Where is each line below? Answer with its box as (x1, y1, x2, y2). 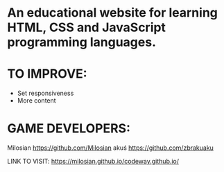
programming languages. (7, 35, 157, 50)
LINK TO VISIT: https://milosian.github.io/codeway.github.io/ (7, 157, 179, 166)
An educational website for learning (7, 5, 218, 21)
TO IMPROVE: (7, 66, 88, 82)
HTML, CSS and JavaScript (7, 19, 166, 35)
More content (17, 96, 57, 105)
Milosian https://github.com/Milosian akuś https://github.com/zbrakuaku (7, 144, 214, 152)
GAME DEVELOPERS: (7, 121, 130, 137)
